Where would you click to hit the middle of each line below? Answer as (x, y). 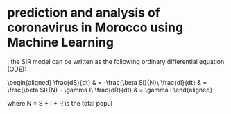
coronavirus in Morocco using (95, 27)
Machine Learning (61, 42)
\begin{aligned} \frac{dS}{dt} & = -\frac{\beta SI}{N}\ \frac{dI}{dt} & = (107, 82)
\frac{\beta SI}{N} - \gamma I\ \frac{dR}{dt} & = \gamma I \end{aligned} (110, 90)
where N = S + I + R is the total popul (60, 103)
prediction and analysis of (84, 13)
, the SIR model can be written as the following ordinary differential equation (116, 61)
